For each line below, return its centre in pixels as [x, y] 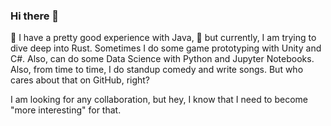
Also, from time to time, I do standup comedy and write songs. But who [157, 70]
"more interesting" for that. [66, 110]
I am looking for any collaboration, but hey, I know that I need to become [159, 100]
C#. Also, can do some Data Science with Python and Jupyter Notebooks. [162, 59]
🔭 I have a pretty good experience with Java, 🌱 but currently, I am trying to [163, 38]
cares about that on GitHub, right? [80, 80]
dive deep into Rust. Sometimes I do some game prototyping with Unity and [166, 48]
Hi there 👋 [35, 16]
